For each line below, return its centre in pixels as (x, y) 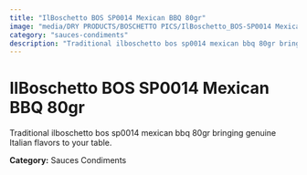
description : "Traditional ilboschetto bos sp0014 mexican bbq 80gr (143, 43)
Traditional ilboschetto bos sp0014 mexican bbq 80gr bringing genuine (143, 133)
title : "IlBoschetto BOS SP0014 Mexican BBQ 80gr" (108, 18)
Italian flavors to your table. (61, 143)
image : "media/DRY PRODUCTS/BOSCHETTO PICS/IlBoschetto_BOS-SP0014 (141, 26)
